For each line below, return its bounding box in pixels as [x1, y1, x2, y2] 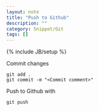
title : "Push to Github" [6, 15, 69, 21]
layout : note [6, 8, 39, 15]
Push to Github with [6, 87, 56, 95]
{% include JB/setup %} [6, 48, 67, 55]
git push [6, 99, 29, 106]
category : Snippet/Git [6, 25, 64, 32]
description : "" [6, 20, 47, 26]
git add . [6, 72, 32, 78]
